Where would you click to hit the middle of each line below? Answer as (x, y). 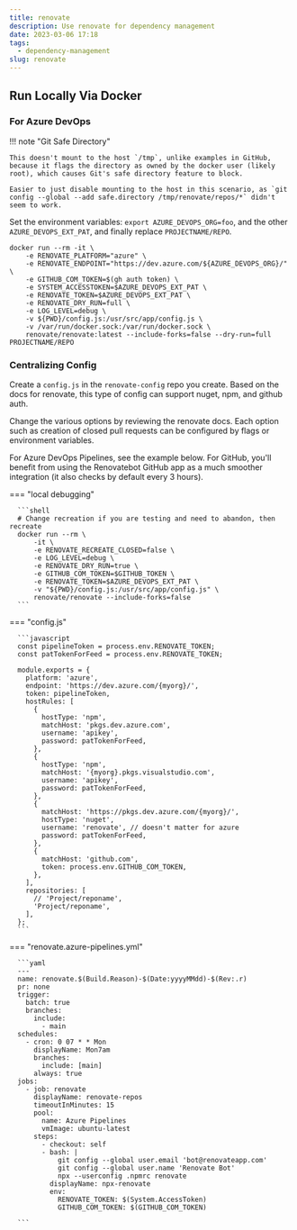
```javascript (44, 638)
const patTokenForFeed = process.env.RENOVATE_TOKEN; (120, 654)
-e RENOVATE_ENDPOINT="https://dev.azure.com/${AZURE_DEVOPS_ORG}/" (157, 263)
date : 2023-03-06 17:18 (54, 34)
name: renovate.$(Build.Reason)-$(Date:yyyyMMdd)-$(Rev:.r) (132, 979)
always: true (58, 1073)
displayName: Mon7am (72, 1050)
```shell (34, 511)
